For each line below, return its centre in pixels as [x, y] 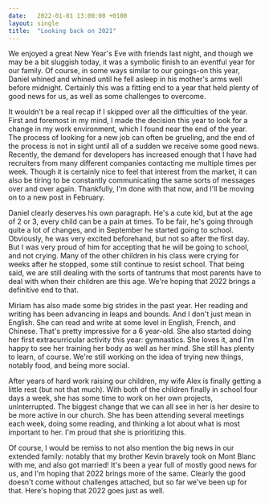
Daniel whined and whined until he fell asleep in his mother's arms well [125, 79]
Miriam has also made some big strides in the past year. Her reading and [128, 306]
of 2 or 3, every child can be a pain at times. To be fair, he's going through [131, 221]
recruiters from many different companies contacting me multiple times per [132, 163]
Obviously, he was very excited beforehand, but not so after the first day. [129, 239]
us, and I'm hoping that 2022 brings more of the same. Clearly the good [127, 474]
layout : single [34, 23]
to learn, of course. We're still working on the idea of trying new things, [126, 357]
